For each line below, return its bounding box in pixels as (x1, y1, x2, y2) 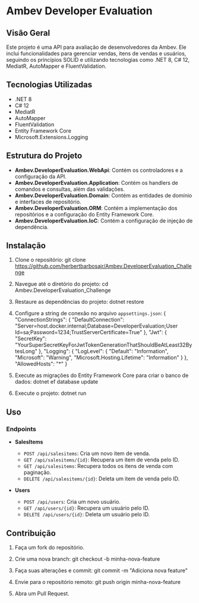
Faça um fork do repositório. (14, 544, 85, 551)
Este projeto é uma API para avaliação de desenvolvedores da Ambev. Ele (6, 43, 187, 51)
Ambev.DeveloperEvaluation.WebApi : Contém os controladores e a (14, 167, 183, 174)
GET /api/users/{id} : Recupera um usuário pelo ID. (23, 504, 150, 512)
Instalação (6, 241, 46, 251)
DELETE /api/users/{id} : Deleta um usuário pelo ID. (23, 511, 150, 518)
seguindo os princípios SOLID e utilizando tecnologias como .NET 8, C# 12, (6, 56, 190, 63)
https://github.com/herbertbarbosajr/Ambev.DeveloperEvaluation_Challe (14, 263, 192, 270)
